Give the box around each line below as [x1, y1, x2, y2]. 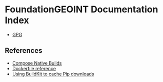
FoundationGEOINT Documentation [5, 4, 158, 15]
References [5, 46, 43, 55]
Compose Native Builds [12, 60, 62, 66]
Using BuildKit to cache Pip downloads [12, 71, 94, 77]
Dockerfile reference [12, 65, 56, 71]
